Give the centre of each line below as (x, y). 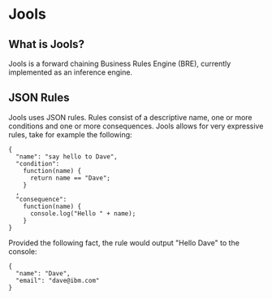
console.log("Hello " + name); (83, 213)
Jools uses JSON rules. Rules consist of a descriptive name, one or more (131, 117)
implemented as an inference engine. (70, 72)
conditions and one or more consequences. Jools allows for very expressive (136, 126)
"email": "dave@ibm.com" (58, 280)
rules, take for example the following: (70, 134)
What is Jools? (47, 44)
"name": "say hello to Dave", (67, 156)
